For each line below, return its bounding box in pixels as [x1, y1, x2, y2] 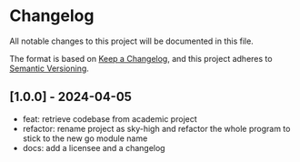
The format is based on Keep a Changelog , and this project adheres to [9, 53, 273, 64]
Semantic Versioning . [9, 63, 89, 74]
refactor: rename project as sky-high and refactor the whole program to [22, 123, 291, 134]
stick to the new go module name [22, 133, 148, 144]
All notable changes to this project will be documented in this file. [9, 35, 255, 46]
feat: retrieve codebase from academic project [22, 113, 197, 124]
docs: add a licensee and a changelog [22, 142, 165, 153]
